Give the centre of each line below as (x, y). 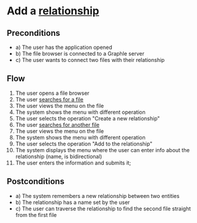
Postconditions (36, 182)
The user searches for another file (57, 125)
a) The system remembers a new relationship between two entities (97, 196)
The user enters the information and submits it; (73, 163)
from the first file (36, 215)
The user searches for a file (49, 99)
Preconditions (33, 33)
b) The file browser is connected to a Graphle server (80, 54)
